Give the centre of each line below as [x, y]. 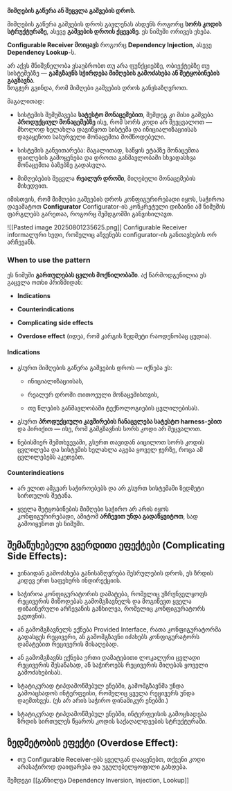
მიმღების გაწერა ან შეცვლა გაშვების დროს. [72, 11]
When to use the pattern [49, 260]
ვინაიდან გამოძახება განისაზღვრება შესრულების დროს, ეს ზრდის [115, 573]
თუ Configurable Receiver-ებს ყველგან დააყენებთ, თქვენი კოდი [111, 760]
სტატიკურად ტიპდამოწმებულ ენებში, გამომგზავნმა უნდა [100, 686]
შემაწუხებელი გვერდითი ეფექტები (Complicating [116, 545]
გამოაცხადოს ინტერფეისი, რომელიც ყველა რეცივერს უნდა [106, 693]
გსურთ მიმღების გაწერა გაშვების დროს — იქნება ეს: [95, 367]
